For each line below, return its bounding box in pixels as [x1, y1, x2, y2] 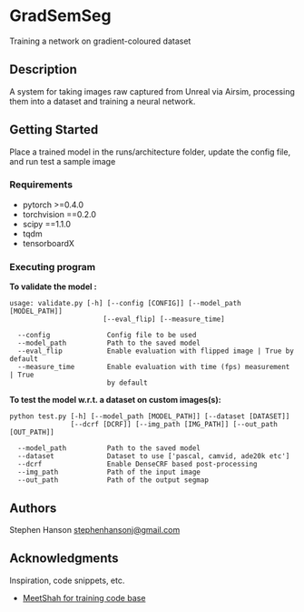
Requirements [9, 178, 74, 191]
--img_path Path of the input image [17, 467, 201, 477]
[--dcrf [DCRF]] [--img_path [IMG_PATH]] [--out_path [70, 420, 279, 429]
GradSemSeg [9, 5, 112, 26]
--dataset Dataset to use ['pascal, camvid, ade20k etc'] [17, 452, 290, 461]
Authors [9, 500, 57, 516]
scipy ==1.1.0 [22, 218, 71, 229]
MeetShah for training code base [22, 592, 146, 603]
